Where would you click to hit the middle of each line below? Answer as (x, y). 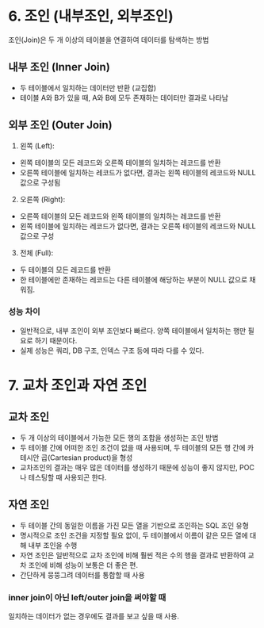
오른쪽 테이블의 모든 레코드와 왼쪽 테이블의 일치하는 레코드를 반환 (120, 216)
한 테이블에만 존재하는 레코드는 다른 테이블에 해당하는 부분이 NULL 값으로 (134, 279)
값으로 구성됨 (40, 182)
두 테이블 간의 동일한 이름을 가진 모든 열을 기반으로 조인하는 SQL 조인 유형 (134, 525)
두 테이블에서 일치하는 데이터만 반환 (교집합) (88, 87)
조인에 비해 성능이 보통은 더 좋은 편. (83, 565)
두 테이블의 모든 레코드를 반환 (65, 270)
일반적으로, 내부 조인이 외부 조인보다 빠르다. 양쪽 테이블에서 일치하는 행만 (133, 331)
